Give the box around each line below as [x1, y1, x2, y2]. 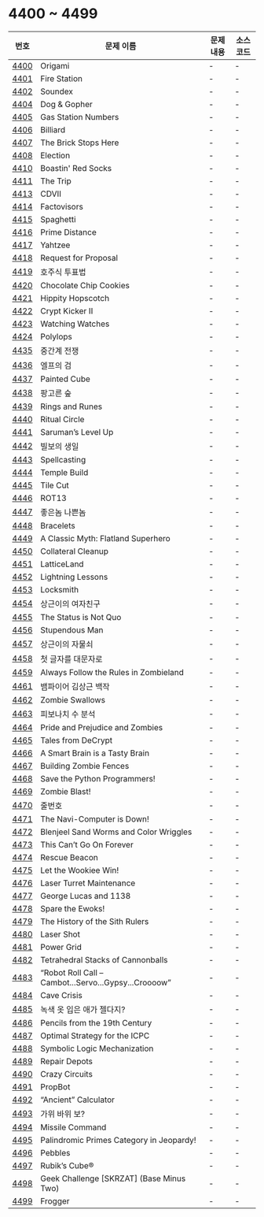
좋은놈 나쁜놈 [40, 506, 86, 518]
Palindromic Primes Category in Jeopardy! [40, 1134, 196, 1145]
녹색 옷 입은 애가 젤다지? [40, 1004, 126, 1015]
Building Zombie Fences [40, 760, 130, 771]
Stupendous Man [40, 624, 104, 635]
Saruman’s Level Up [40, 426, 114, 437]
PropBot [40, 1081, 71, 1092]
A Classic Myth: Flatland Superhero [40, 532, 170, 544]
